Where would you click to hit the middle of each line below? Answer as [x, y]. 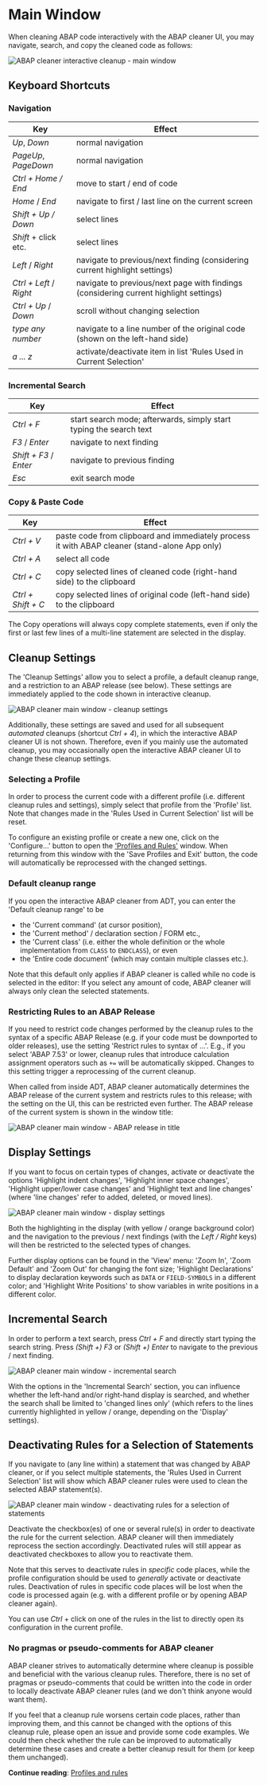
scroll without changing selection [138, 311]
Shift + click [35, 237]
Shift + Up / [33, 214]
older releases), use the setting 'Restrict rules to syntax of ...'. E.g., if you [127, 1046]
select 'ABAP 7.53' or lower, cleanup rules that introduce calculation [119, 1054]
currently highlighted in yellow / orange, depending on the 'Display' [118, 1411]
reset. [18, 822]
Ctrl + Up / [32, 306]
